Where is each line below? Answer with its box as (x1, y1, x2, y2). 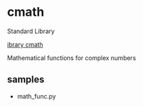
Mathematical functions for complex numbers (7, 53, 136, 62)
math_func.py (16, 92, 56, 100)
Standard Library (7, 27, 55, 35)
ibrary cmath (7, 40, 43, 48)
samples (7, 74, 45, 86)
